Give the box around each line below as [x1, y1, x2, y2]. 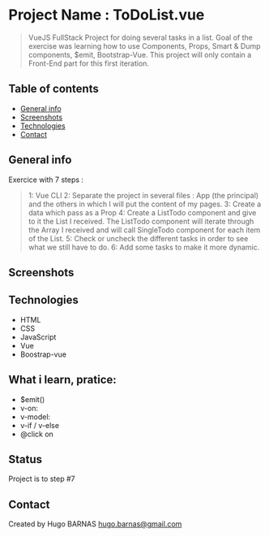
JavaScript [19, 331, 57, 342]
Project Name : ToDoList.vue [8, 6, 205, 24]
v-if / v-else [19, 420, 59, 430]
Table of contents [8, 82, 99, 96]
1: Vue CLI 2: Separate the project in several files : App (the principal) [28, 190, 259, 200]
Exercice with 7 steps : [8, 175, 83, 184]
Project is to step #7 [8, 474, 75, 484]
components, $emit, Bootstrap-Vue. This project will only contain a [28, 50, 252, 59]
